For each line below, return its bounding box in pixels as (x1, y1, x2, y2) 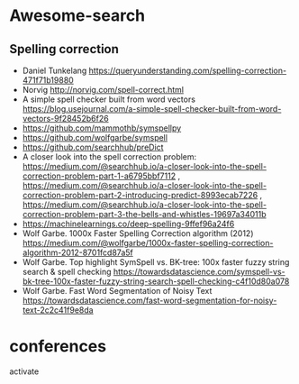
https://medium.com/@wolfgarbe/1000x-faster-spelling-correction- (22, 238, 274, 248)
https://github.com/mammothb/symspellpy (22, 123, 182, 133)
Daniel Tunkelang (22, 65, 87, 76)
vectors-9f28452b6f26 (22, 114, 110, 123)
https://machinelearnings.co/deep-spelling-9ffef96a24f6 (22, 218, 235, 229)
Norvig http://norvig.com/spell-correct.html (22, 85, 185, 95)
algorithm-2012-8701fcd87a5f (22, 247, 133, 258)
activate (9, 366, 40, 377)
